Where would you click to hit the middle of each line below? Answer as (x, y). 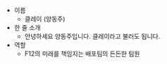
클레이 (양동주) (45, 19)
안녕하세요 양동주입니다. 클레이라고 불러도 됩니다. (92, 36)
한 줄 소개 (27, 27)
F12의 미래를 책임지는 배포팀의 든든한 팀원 (82, 54)
